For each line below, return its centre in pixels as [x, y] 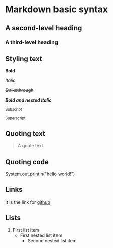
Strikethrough [19, 90]
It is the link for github [28, 202]
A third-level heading [32, 42]
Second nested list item [52, 240]
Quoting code [27, 162]
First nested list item [41, 235]
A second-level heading [44, 28]
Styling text [24, 58]
